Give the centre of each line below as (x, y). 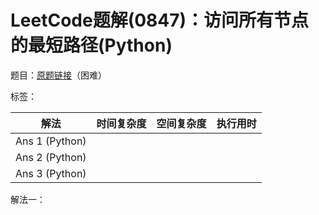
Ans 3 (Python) (51, 173)
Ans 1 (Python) (51, 141)
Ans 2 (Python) (51, 157)
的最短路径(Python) (91, 45)
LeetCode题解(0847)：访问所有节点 (160, 20)
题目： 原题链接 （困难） (58, 75)
